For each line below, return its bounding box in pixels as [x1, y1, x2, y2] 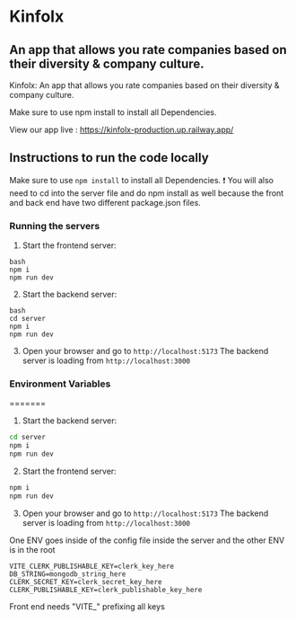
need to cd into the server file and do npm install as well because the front [9, 187, 284, 199]
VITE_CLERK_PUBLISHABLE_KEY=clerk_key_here [9, 562, 175, 571]
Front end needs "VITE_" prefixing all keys [9, 600, 166, 612]
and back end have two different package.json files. [9, 197, 202, 208]
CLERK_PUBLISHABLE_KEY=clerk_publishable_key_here [9, 585, 203, 594]
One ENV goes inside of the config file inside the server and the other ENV [9, 535, 285, 546]
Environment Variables [9, 377, 111, 390]
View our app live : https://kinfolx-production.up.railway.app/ [9, 124, 234, 135]
